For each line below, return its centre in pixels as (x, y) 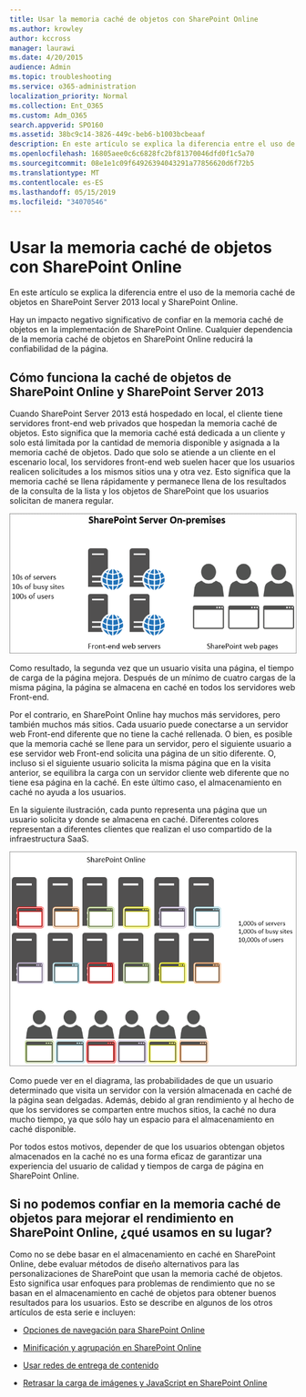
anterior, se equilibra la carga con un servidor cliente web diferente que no (149, 772)
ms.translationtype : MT (55, 173)
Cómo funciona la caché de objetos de (121, 377)
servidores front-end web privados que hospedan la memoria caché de (143, 423)
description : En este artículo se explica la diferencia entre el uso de (153, 144)
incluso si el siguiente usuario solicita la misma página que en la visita (140, 763)
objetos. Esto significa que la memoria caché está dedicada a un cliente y (147, 433)
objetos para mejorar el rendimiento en (122, 1218)
